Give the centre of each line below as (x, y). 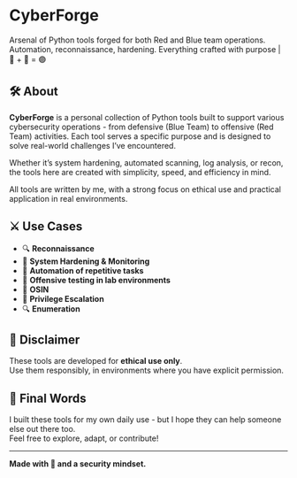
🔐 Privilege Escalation (63, 298)
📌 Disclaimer (45, 339)
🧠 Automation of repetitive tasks (83, 270)
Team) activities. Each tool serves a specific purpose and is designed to (140, 136)
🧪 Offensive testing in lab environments (96, 280)
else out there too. (42, 429)
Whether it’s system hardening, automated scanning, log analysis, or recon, (146, 162)
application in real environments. (69, 198)
